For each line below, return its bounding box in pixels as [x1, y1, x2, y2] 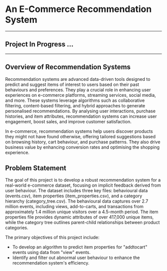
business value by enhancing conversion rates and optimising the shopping [5, 144, 160, 150]
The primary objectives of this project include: [5, 235, 100, 241]
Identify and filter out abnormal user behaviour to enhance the [12, 255, 140, 261]
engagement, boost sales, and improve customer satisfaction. [5, 118, 132, 124]
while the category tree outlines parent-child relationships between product [5, 220, 160, 226]
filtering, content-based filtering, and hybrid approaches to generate [5, 102, 146, 108]
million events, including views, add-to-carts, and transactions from [5, 204, 144, 210]
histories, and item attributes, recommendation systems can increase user [5, 113, 157, 119]
